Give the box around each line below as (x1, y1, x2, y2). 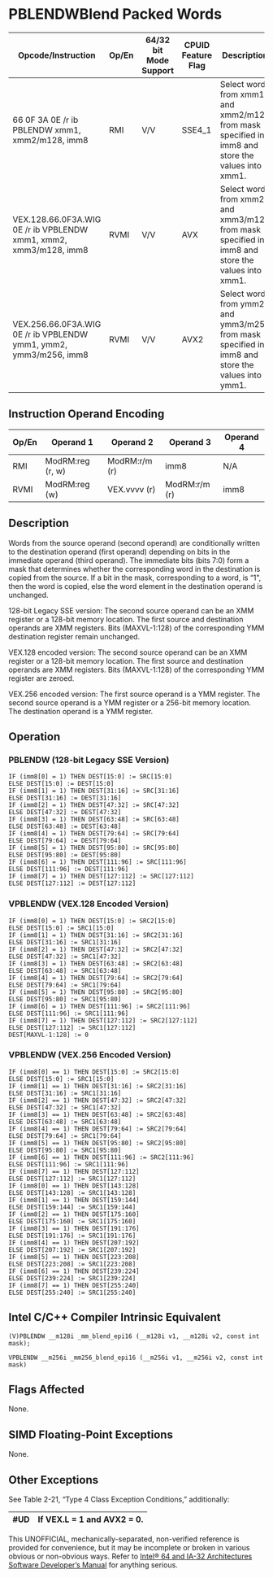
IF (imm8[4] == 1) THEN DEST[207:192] (8, 1238, 140, 1247)
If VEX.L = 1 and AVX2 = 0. (37, 1514, 144, 1525)
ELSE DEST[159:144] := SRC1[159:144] (8, 1203, 136, 1211)
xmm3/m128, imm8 (12, 244, 89, 255)
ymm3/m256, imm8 (12, 349, 89, 360)
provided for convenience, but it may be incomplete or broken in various (8, 1543, 250, 1553)
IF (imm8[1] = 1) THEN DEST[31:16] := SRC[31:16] (8, 787, 180, 796)
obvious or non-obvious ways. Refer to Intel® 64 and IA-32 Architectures (8, 1551, 253, 1562)
